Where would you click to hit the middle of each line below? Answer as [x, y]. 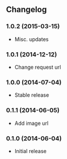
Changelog [27, 10]
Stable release [32, 95]
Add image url [31, 123]
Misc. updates [31, 39]
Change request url [38, 67]
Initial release [30, 151]
